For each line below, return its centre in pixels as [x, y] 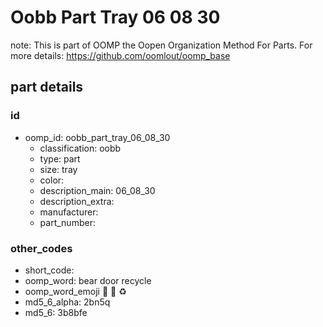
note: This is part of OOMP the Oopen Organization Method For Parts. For [161, 45]
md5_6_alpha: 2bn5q [67, 302]
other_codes [41, 248]
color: [52, 180]
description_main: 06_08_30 [97, 190]
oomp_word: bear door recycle [88, 280]
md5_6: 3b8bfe [56, 312]
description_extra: [77, 201]
